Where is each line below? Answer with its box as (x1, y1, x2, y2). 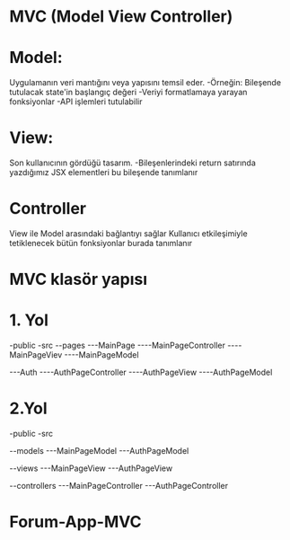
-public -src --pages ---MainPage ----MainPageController (9, 340, 226, 351)
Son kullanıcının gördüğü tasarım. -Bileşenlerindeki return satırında (9, 157, 256, 168)
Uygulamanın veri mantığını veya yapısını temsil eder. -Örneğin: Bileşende (9, 77, 281, 88)
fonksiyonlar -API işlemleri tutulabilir (9, 96, 143, 107)
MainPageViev (9, 350, 63, 360)
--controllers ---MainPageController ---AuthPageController (9, 481, 229, 491)
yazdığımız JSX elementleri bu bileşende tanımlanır (9, 167, 198, 178)
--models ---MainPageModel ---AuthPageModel (9, 446, 189, 456)
